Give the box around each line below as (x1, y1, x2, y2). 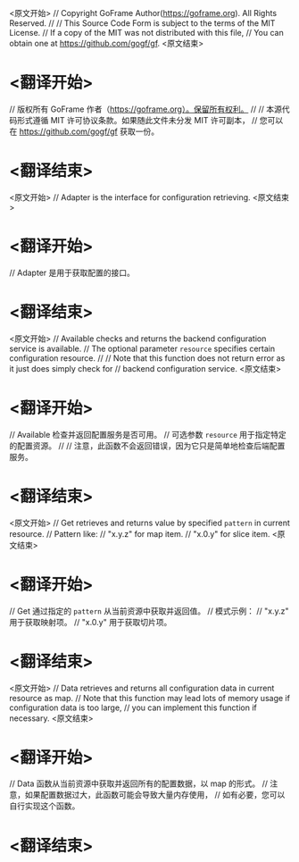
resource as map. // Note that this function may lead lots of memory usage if (9, 692, 290, 703)
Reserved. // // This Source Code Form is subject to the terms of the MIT (9, 18, 276, 29)
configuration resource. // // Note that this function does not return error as (9, 352, 286, 364)
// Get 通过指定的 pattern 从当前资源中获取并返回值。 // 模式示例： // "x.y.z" (9, 606, 289, 616)
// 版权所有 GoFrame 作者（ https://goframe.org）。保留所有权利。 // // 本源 (9, 104, 283, 114)
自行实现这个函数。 (9, 800, 80, 811)
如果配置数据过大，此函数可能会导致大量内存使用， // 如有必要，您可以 (24, 790, 286, 800)
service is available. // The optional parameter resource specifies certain (9, 343, 275, 354)
